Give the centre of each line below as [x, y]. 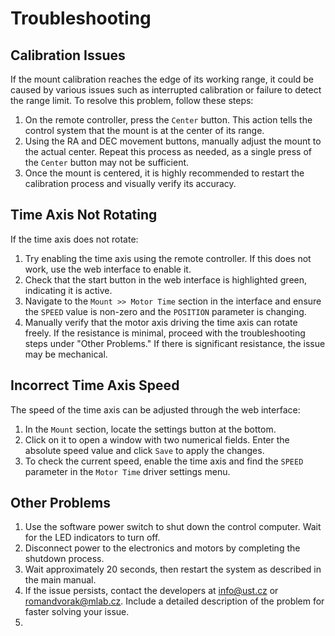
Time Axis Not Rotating [84, 215]
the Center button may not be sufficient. [107, 162]
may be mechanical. [66, 354]
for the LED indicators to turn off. [92, 538]
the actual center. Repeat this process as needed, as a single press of [168, 151]
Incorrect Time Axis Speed [95, 385]
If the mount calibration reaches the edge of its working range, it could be [162, 79]
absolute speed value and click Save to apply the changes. [144, 450]
